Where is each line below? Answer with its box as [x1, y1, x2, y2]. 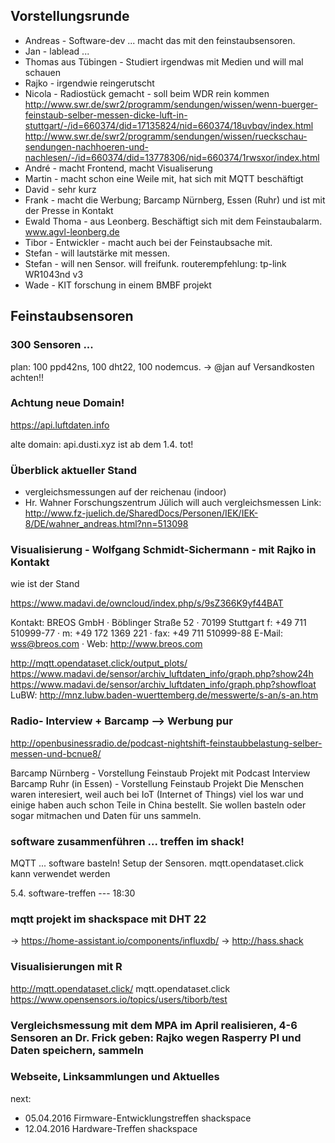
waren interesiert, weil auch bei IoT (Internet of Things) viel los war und [10, 788, 304, 800]
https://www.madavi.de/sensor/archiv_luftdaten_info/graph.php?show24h [10, 668, 314, 680]
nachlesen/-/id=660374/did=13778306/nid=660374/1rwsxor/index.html [24, 151, 320, 163]
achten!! [10, 371, 45, 383]
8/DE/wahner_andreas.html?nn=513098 [24, 518, 189, 530]
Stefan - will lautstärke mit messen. [24, 247, 171, 259]
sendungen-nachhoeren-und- [24, 140, 149, 153]
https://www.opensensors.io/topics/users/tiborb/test [10, 993, 228, 1005]
